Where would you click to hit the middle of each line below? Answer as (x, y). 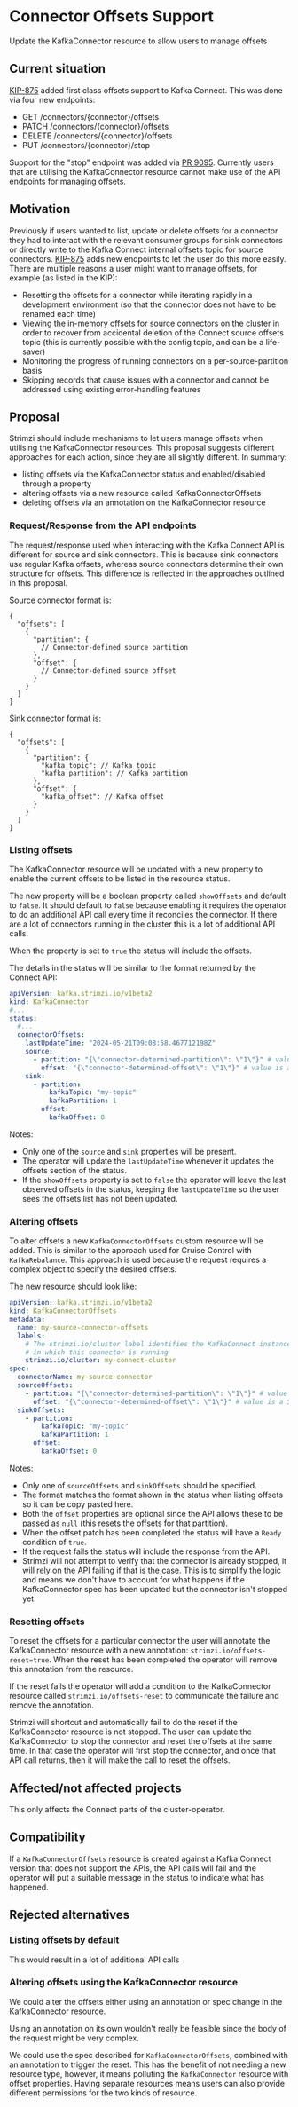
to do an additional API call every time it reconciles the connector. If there (143, 914)
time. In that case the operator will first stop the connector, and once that (143, 1751)
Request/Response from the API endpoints (103, 525)
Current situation (58, 69)
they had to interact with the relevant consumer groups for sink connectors (146, 240)
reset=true (29, 1661)
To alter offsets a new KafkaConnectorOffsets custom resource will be (136, 1241)
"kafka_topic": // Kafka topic (99, 765)
